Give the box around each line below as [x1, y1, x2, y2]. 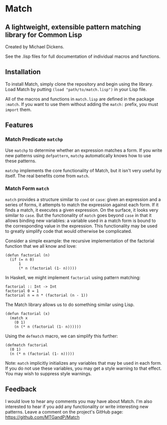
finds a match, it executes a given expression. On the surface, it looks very [5, 207, 159, 213]
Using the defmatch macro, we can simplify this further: [5, 333, 118, 339]
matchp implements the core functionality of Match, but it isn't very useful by [5, 167, 162, 173]
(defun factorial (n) [5, 252, 50, 258]
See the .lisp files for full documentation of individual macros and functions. [5, 53, 161, 59]
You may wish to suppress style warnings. [5, 370, 92, 376]
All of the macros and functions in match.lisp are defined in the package [5, 96, 155, 102]
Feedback [5, 385, 37, 394]
